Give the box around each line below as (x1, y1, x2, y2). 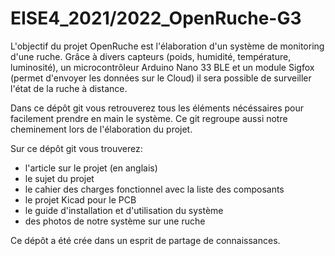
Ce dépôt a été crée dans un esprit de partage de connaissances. (10, 234, 281, 246)
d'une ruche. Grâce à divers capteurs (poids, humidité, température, (10, 50, 292, 62)
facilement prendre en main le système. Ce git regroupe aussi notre (10, 112, 288, 124)
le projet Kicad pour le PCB (24, 193, 137, 206)
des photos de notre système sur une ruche (24, 215, 206, 227)
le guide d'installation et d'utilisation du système (24, 204, 224, 216)
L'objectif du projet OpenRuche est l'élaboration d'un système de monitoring (10, 40, 325, 52)
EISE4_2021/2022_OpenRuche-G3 (10, 7, 302, 30)
